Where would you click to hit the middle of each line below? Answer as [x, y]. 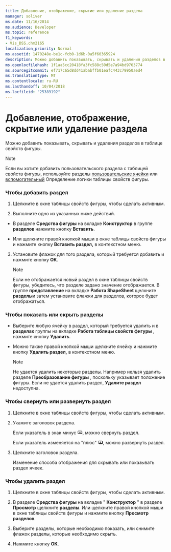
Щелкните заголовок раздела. [46, 452]
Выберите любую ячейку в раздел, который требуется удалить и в [86, 326]
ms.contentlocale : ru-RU [32, 81]
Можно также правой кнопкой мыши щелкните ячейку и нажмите [85, 346]
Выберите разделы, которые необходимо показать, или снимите [83, 528]
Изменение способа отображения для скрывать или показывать [83, 462]
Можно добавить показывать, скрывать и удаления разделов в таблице [84, 143]
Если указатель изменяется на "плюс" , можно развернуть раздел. [89, 442]
